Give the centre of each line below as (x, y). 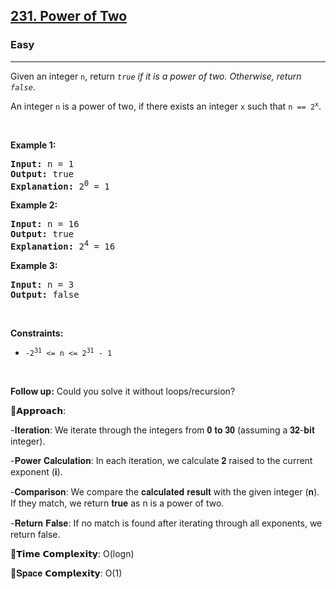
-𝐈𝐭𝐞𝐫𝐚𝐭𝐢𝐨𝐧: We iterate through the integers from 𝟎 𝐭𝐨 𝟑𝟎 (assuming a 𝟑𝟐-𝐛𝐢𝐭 (162, 430)
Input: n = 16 (45, 224)
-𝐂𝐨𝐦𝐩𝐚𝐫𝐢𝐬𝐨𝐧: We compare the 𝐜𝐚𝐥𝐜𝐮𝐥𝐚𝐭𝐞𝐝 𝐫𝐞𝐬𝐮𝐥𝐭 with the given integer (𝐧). (165, 492)
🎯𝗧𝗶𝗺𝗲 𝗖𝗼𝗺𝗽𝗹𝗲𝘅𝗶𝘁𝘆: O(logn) (72, 553)
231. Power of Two (69, 16)
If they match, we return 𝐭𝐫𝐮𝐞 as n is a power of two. (117, 503)
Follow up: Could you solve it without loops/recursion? (123, 391)
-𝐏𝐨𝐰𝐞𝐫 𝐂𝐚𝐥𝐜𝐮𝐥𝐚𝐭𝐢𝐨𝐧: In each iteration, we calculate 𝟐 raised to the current (161, 460)
